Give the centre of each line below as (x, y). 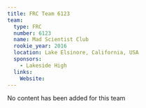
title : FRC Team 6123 (39, 14)
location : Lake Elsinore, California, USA (76, 53)
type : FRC (28, 26)
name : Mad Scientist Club (51, 40)
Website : (32, 78)
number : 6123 (32, 33)
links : (23, 72)
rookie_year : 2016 (41, 46)
